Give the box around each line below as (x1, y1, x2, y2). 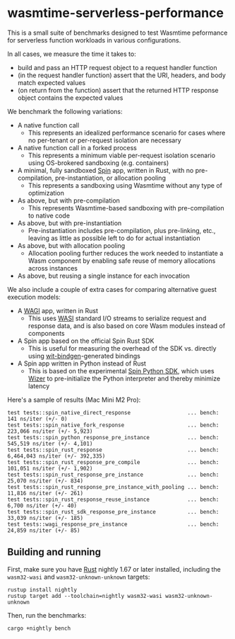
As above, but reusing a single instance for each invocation (17, 271, 191, 280)
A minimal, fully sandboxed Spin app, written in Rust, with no (17, 166, 194, 174)
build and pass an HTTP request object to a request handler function (17, 63, 217, 72)
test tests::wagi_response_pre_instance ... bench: (7, 521, 219, 528)
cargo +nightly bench (7, 625, 71, 632)
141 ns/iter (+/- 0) (7, 415, 68, 422)
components (28, 329, 65, 337)
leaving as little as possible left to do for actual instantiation (28, 234, 201, 242)
